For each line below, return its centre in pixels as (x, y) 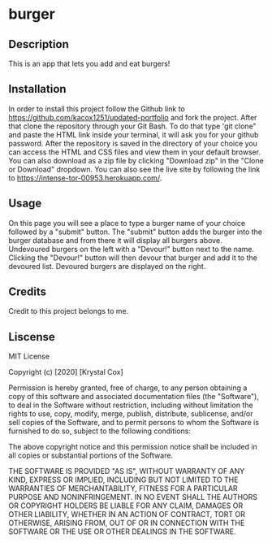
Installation (37, 89)
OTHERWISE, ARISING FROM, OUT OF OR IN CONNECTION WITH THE (127, 523)
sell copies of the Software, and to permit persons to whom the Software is (134, 423)
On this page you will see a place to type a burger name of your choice (127, 223)
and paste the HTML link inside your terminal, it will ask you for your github (134, 134)
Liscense (32, 337)
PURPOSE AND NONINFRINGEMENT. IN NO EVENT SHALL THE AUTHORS (133, 497)
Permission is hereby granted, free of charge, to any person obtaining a (128, 388)
